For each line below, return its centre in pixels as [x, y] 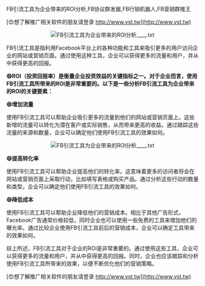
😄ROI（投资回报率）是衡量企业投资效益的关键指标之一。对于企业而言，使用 [102, 76]
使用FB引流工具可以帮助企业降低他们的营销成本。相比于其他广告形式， [95, 213]
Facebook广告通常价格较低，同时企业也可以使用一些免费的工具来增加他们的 [102, 220]
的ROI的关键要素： [30, 91]
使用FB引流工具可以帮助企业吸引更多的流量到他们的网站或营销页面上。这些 [101, 117]
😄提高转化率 [23, 158]
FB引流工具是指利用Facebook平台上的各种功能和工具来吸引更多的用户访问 [100, 48]
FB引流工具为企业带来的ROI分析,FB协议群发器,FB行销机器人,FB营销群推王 [99, 9]
